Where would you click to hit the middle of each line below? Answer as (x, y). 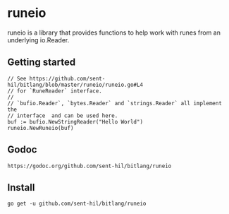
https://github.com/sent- (67, 78)
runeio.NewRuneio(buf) (41, 128)
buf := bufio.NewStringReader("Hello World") (75, 121)
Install (21, 188)
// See (17, 78)
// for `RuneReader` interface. (55, 91)
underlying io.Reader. (38, 40)
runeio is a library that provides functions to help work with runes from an (114, 32)
